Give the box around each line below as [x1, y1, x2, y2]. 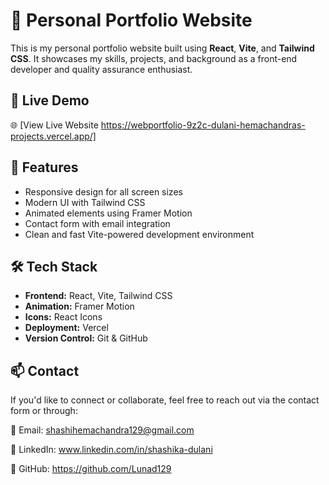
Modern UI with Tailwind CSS [24, 196, 146, 208]
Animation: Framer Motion [24, 300, 135, 313]
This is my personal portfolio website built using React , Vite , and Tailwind [10, 42, 315, 54]
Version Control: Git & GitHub [24, 332, 148, 344]
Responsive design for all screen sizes [24, 185, 183, 198]
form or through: [10, 405, 78, 417]
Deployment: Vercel [24, 322, 109, 334]
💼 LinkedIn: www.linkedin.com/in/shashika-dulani [10, 444, 213, 456]
